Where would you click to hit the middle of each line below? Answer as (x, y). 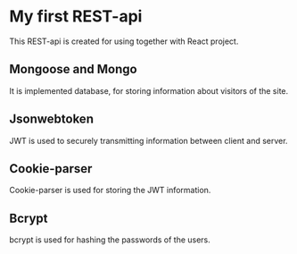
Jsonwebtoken (51, 119)
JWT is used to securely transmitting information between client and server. (148, 140)
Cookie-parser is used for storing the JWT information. (110, 190)
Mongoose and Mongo (73, 69)
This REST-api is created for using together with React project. (124, 41)
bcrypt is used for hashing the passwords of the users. (110, 240)
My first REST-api (76, 17)
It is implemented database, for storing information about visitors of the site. (149, 90)
